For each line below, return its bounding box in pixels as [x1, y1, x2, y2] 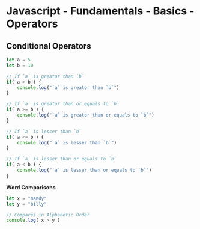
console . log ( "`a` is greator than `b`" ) [17, 84, 120, 91]
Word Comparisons [6, 183, 56, 191]
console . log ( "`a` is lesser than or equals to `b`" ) [17, 167, 152, 173]
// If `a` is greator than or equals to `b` [6, 101, 120, 107]
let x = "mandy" [6, 195, 47, 201]
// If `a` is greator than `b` [6, 73, 85, 79]
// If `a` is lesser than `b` [6, 128, 82, 135]
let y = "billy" [6, 201, 47, 207]
